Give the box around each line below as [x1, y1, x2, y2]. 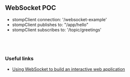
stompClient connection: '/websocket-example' [12, 16, 107, 22]
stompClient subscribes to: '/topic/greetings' [12, 26, 102, 33]
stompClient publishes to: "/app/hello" [12, 22, 89, 27]
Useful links [5, 55, 34, 62]
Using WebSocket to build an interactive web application [12, 66, 125, 72]
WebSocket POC [5, 4, 56, 12]
